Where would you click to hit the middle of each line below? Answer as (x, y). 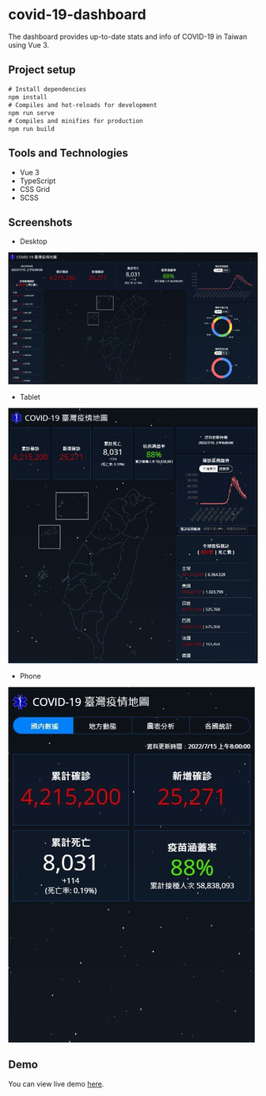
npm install (28, 97)
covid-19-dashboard (77, 15)
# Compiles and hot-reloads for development (83, 105)
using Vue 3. (29, 44)
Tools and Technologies (68, 153)
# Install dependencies (47, 89)
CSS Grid (34, 189)
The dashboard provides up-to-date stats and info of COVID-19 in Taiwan (128, 36)
